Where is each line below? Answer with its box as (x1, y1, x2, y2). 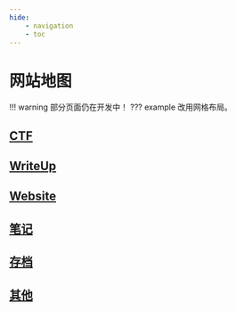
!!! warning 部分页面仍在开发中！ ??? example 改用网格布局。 (9, 102, 233, 112)
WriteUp (9, 159, 57, 174)
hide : (9, 12, 29, 22)
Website (9, 189, 56, 204)
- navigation (25, 21, 74, 30)
